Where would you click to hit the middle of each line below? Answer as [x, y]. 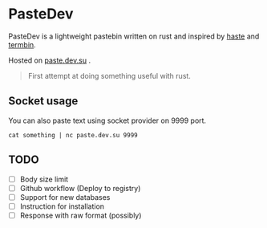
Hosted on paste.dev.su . [49, 60]
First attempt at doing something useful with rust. [109, 75]
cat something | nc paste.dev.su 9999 [73, 135]
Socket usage [43, 101]
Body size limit [44, 179]
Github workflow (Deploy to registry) [80, 188]
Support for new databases [65, 197]
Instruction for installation [62, 206]
